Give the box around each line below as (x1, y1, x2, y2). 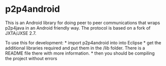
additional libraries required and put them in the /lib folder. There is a (5, 45, 145, 51)
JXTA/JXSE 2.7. (5, 30, 37, 36)
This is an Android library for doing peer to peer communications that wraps (5, 20, 160, 26)
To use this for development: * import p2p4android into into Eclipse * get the (5, 39, 162, 45)
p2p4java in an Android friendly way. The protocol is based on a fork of (5, 25, 151, 31)
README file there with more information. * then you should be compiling (5, 50, 155, 56)
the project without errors (5, 55, 57, 61)
